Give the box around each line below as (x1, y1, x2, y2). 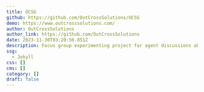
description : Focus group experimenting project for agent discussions (6, 43, 191, 49)
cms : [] (6, 65, 26, 71)
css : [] (6, 59, 26, 65)
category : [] (6, 71, 39, 77)
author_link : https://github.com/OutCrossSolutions (6, 31, 140, 38)
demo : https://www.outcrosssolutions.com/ (6, 20, 115, 26)
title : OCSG (6, 8, 36, 15)
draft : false (6, 76, 39, 82)
